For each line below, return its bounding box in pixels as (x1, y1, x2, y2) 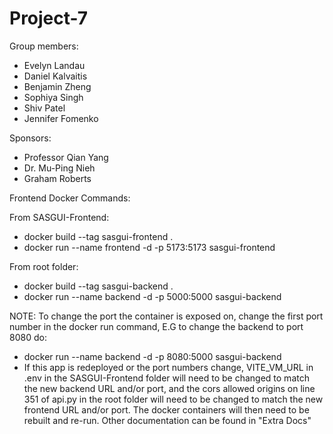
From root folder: (9, 260, 79, 272)
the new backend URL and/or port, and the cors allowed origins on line (23, 382, 316, 394)
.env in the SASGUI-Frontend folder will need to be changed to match (23, 372, 310, 384)
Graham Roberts (23, 172, 92, 184)
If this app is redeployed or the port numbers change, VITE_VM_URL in (23, 361, 314, 373)
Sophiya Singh (23, 91, 84, 103)
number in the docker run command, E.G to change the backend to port (9, 320, 304, 332)
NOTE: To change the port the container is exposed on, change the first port (9, 310, 324, 322)
